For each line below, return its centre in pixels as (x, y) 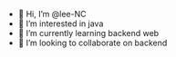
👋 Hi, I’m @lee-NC (52, 14)
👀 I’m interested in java (61, 24)
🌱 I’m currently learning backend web (88, 33)
